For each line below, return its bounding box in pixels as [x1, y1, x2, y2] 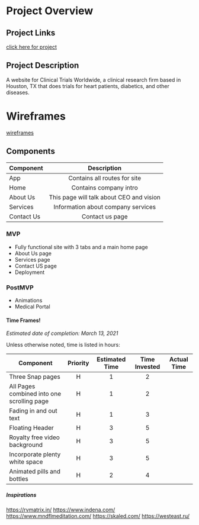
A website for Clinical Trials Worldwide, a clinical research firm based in [6, 76, 181, 83]
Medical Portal [14, 303, 50, 310]
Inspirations [6, 491, 37, 498]
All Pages [9, 382, 36, 391]
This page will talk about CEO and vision [49, 193, 161, 201]
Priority [68, 359, 89, 368]
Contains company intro [71, 183, 138, 192]
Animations [14, 297, 43, 304]
